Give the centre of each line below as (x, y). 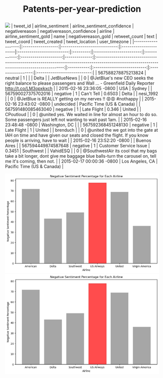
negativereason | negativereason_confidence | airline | (60, 31)
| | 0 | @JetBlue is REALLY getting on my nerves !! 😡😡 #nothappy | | (74, 99)
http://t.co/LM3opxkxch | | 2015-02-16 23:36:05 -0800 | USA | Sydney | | (79, 89)
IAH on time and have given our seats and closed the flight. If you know (77, 135)
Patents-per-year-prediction (82, 9)
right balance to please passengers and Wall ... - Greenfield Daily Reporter (80, 83)
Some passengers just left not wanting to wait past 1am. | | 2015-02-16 (76, 120)
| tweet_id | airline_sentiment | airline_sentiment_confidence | (72, 26)
